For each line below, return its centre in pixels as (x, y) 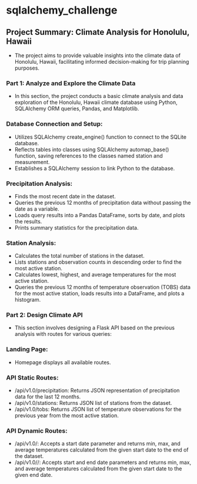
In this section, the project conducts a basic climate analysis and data (99, 96)
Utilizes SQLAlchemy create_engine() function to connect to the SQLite (101, 137)
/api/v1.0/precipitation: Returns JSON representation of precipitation (97, 391)
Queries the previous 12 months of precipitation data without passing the (103, 202)
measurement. (32, 162)
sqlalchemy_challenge (62, 10)
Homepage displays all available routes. (63, 362)
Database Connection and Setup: (54, 124)
